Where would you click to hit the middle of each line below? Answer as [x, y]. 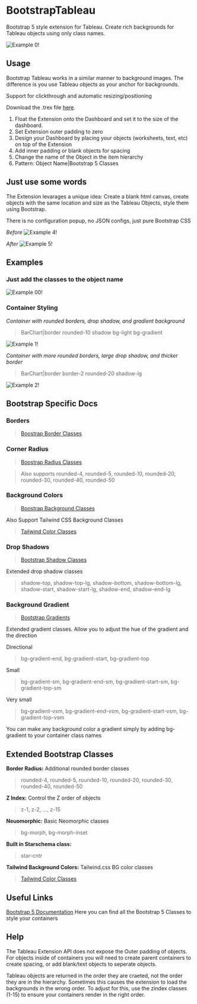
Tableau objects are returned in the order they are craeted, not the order [94, 975]
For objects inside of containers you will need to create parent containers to [99, 957]
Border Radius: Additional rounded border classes [68, 769]
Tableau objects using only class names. [56, 33]
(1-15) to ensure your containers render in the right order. [76, 994]
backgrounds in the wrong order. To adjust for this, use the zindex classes [97, 988]
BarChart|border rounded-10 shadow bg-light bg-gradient [92, 332]
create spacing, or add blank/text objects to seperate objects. [82, 964]
